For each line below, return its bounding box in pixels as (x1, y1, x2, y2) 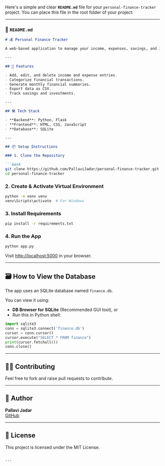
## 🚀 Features (5, 64, 34, 69)
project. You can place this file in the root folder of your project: (5, 9, 134, 15)
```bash (5, 162, 21, 167)
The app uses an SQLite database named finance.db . (5, 288, 113, 293)
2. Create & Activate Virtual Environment (5, 182, 104, 189)
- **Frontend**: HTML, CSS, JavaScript (5, 122, 87, 127)
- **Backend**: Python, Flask (5, 117, 67, 122)
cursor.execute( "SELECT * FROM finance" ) (5, 335, 91, 340)
